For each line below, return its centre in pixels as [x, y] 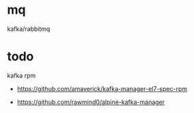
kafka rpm [22, 75]
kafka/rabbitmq [29, 29]
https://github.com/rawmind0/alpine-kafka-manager [91, 102]
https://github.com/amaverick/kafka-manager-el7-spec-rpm [102, 88]
